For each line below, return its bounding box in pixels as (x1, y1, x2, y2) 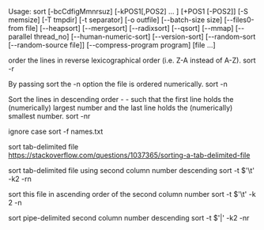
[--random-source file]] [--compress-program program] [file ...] (8, 40, 216, 50)
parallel (8, 32, 33, 41)
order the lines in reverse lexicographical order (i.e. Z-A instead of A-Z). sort (8, 55, 256, 65)
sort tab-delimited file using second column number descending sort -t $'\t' (8, 166, 255, 175)
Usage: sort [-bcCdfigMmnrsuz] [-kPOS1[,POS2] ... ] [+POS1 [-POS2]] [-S (8, 7, 249, 16)
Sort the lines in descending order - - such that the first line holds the (8, 95, 234, 104)
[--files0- (224, 15, 255, 25)
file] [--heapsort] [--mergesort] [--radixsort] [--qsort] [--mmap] (25, 24, 234, 32)
